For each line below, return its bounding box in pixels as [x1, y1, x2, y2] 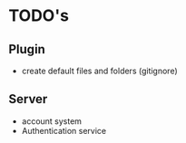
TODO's [8, 5, 70, 26]
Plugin [8, 42, 46, 57]
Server [8, 91, 48, 107]
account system [21, 115, 83, 127]
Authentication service [21, 125, 107, 136]
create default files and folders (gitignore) [21, 65, 178, 76]
